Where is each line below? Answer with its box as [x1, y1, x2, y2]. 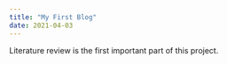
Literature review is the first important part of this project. [9, 45, 219, 55]
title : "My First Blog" [9, 12, 98, 22]
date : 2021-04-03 [9, 21, 74, 30]
